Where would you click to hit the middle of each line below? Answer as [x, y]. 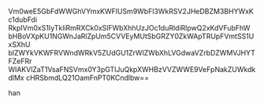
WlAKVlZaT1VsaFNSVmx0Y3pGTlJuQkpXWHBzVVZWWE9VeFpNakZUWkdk [132, 69]
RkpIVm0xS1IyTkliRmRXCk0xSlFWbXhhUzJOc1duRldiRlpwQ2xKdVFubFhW [129, 28]
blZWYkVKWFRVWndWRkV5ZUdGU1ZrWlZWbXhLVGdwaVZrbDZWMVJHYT [132, 53]
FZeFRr [20, 61]
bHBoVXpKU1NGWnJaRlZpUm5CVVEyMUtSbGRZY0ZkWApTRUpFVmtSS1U [131, 36]
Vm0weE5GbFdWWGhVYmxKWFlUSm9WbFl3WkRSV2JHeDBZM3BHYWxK [131, 11]
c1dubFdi [23, 20]
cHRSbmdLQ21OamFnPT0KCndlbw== [88, 78]
